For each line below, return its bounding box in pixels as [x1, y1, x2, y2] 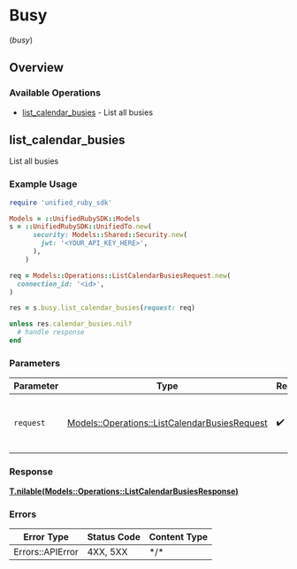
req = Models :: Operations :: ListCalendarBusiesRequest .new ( [9, 271, 232, 280]
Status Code [87, 530, 141, 542]
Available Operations [9, 87, 102, 99]
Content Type [148, 530, 209, 542]
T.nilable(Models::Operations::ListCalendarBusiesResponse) [9, 486, 239, 496]
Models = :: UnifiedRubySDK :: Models [9, 214, 141, 223]
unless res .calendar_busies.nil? [9, 319, 133, 328]
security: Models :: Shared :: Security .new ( [32, 231, 188, 240]
